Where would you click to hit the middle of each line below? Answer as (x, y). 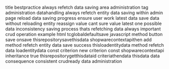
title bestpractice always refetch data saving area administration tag (77, 7)
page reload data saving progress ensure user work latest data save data (82, 18)
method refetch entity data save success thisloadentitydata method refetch (84, 45)
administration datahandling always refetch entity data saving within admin (84, 13)
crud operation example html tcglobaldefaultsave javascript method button (84, 34)
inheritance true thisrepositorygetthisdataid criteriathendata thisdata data (83, 56)
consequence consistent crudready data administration (64, 61)
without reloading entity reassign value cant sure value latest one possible (84, 23)
